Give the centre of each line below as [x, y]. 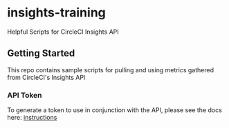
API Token [25, 95]
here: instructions [32, 118]
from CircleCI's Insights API [46, 77]
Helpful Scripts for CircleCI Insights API [63, 32]
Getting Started [41, 53]
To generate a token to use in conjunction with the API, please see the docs [115, 110]
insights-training [56, 13]
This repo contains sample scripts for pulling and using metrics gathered [111, 70]
